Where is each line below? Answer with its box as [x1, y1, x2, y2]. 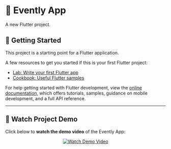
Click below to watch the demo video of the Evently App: [5, 128, 126, 134]
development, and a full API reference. [5, 95, 86, 101]
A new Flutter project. [5, 21, 51, 27]
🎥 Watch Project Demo [5, 115, 78, 124]
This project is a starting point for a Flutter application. [5, 49, 119, 55]
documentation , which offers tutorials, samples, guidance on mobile [5, 90, 148, 96]
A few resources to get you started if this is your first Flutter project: [5, 59, 148, 66]
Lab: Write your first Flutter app [12, 69, 79, 75]
